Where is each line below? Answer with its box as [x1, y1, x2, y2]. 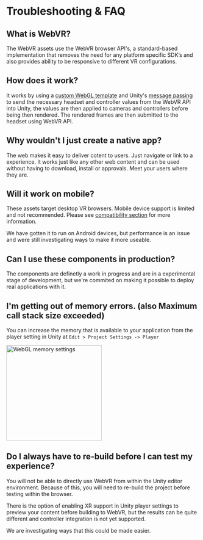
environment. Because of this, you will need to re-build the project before [6, 484, 191, 491]
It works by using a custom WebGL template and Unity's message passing [6, 92, 193, 99]
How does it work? [6, 75, 79, 86]
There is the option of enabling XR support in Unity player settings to [6, 502, 179, 509]
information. [6, 218, 37, 225]
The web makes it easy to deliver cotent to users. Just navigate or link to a [6, 151, 193, 159]
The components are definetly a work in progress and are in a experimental [6, 270, 196, 277]
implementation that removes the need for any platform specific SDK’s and [6, 51, 193, 59]
